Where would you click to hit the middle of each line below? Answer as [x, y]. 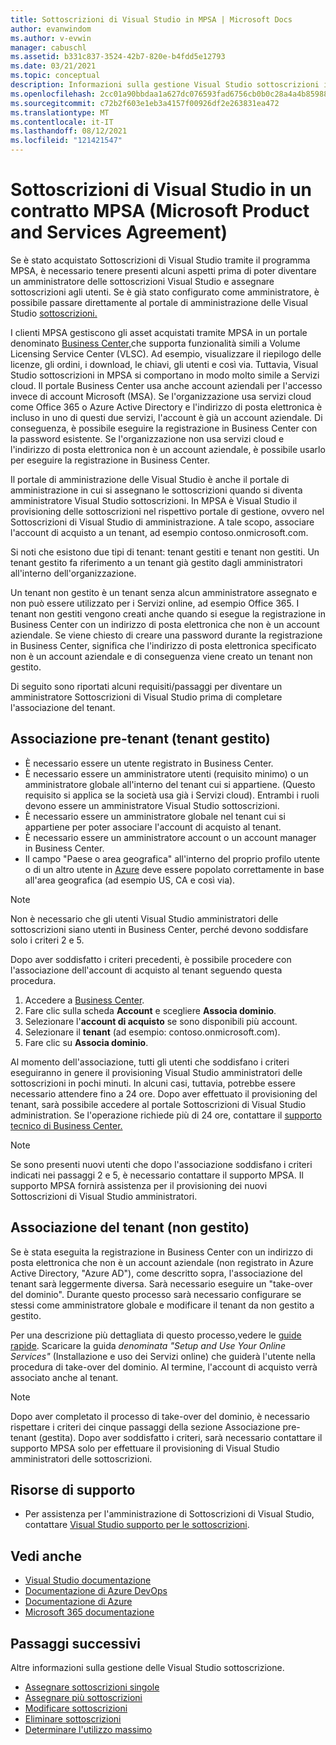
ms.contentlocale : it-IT [62, 122]
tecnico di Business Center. [66, 1125]
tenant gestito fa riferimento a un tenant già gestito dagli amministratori [156, 562]
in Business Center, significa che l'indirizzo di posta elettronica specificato [163, 645]
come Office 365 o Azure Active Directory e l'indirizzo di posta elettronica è [166, 407]
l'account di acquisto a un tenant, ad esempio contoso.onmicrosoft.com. [159, 532]
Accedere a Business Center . [84, 1000]
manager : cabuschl [48, 47]
